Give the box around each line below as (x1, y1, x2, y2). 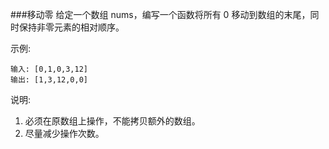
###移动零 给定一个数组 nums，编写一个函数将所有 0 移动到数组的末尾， (10, 9, 311, 20)
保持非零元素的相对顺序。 (18, 21, 125, 33)
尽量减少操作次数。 (24, 128, 105, 139)
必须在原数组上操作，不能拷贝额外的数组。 (24, 115, 201, 127)
